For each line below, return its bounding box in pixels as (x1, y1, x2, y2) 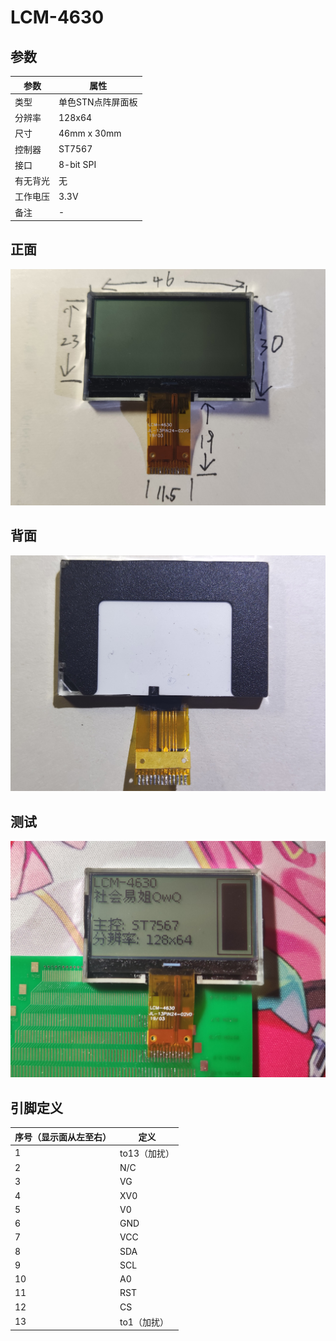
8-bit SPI (58, 159, 97, 171)
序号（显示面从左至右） (14, 1131, 112, 1143)
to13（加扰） (119, 1147, 175, 1159)
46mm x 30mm (58, 127, 122, 139)
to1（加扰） (119, 1316, 169, 1328)
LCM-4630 (10, 6, 105, 29)
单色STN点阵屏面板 (58, 96, 138, 108)
